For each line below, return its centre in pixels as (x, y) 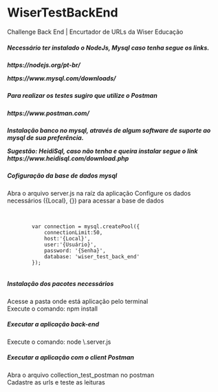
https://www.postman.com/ (48, 113)
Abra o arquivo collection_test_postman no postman (81, 375)
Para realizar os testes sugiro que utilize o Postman (83, 96)
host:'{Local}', (67, 238)
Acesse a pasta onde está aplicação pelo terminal (78, 301)
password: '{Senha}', (75, 250)
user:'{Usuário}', (70, 245)
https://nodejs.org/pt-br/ (44, 65)
